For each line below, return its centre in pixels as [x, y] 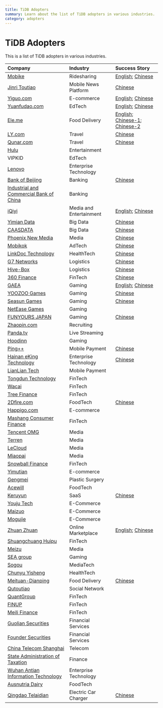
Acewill [16, 488]
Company [19, 68]
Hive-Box [19, 269]
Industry [79, 68]
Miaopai [16, 456]
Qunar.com [20, 142]
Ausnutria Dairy [25, 684]
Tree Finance [22, 394]
